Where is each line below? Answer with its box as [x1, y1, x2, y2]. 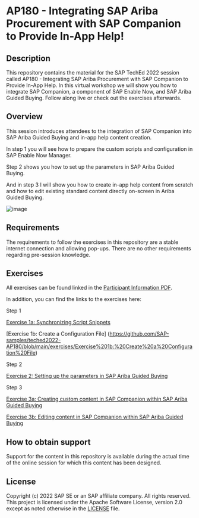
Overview [6, 111, 43, 122]
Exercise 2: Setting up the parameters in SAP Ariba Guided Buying [6, 373, 168, 380]
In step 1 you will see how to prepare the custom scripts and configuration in [6, 145, 193, 153]
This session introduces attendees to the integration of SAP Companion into [6, 127, 192, 135]
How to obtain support [6, 437, 91, 447]
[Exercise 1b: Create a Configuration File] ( [6, 330, 110, 337]
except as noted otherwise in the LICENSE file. [6, 505, 120, 512]
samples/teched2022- [6, 337, 61, 344]
